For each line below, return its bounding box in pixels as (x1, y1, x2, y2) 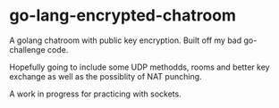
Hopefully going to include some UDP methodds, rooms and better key (9, 62, 270, 72)
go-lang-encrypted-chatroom (9, 5, 237, 26)
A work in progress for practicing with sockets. (9, 88, 182, 99)
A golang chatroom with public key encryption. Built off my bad (9, 35, 242, 46)
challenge (9, 44, 46, 54)
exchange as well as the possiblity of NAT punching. (9, 71, 203, 81)
